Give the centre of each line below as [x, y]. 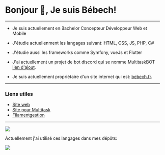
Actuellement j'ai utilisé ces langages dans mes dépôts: [61, 138]
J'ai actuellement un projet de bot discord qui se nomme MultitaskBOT [83, 62]
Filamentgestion [28, 115]
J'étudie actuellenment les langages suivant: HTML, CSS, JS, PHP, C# [83, 43]
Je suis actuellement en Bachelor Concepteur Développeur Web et [80, 28]
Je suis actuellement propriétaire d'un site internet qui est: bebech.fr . [82, 77]
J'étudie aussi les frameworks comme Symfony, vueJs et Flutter [77, 52]
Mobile [19, 33]
